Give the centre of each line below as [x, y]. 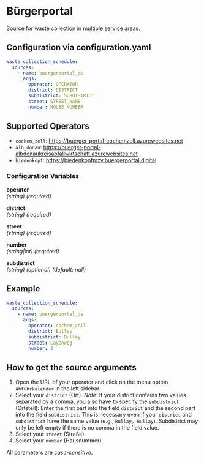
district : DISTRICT [53, 90]
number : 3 [41, 348]
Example [23, 289]
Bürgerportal [40, 11]
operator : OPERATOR [53, 84]
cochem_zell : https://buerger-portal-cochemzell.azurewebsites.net [99, 141]
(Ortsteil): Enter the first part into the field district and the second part [105, 408]
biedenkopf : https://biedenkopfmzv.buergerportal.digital [86, 160]
